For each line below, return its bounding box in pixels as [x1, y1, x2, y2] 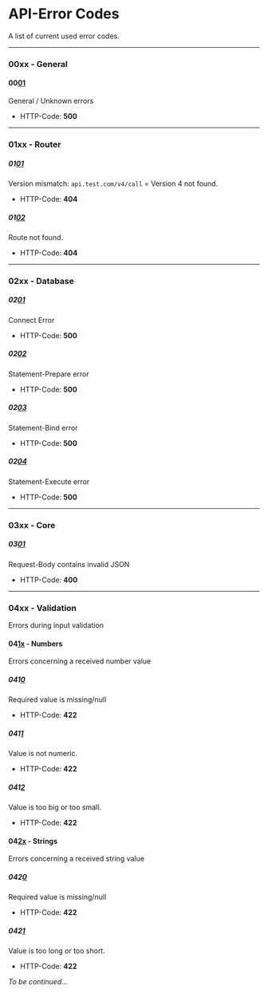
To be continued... [8, 977, 68, 987]
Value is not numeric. [8, 749, 78, 759]
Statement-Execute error [8, 476, 90, 487]
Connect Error [8, 315, 55, 325]
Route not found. [8, 232, 64, 242]
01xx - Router [8, 139, 61, 150]
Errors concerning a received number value [8, 656, 152, 666]
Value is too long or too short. [8, 946, 105, 956]
